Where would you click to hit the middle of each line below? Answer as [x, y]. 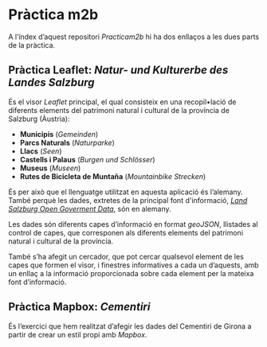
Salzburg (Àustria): [39, 119]
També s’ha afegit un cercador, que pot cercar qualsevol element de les [126, 256]
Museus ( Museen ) [50, 168]
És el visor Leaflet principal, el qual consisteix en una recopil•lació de [122, 102]
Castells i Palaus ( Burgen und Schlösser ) [87, 159]
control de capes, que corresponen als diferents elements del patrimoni [126, 232]
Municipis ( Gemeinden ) [59, 134]
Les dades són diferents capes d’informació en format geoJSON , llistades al [133, 224]
